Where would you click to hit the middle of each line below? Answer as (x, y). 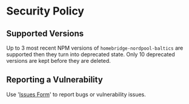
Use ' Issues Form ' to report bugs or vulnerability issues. (76, 94)
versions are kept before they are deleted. (58, 61)
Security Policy (45, 11)
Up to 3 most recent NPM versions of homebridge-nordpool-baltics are (95, 48)
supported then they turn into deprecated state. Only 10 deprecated (91, 54)
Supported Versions (45, 34)
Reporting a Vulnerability (55, 80)
